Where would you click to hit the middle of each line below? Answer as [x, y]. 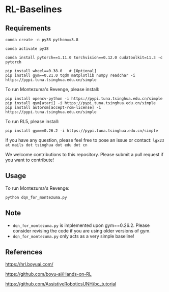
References [24, 252]
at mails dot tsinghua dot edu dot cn [46, 145]
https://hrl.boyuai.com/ [29, 264]
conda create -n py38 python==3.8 [42, 40]
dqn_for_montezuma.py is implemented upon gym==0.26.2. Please [81, 225]
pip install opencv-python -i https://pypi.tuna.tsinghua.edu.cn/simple [84, 99]
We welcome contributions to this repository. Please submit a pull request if [84, 154]
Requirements [28, 28]
